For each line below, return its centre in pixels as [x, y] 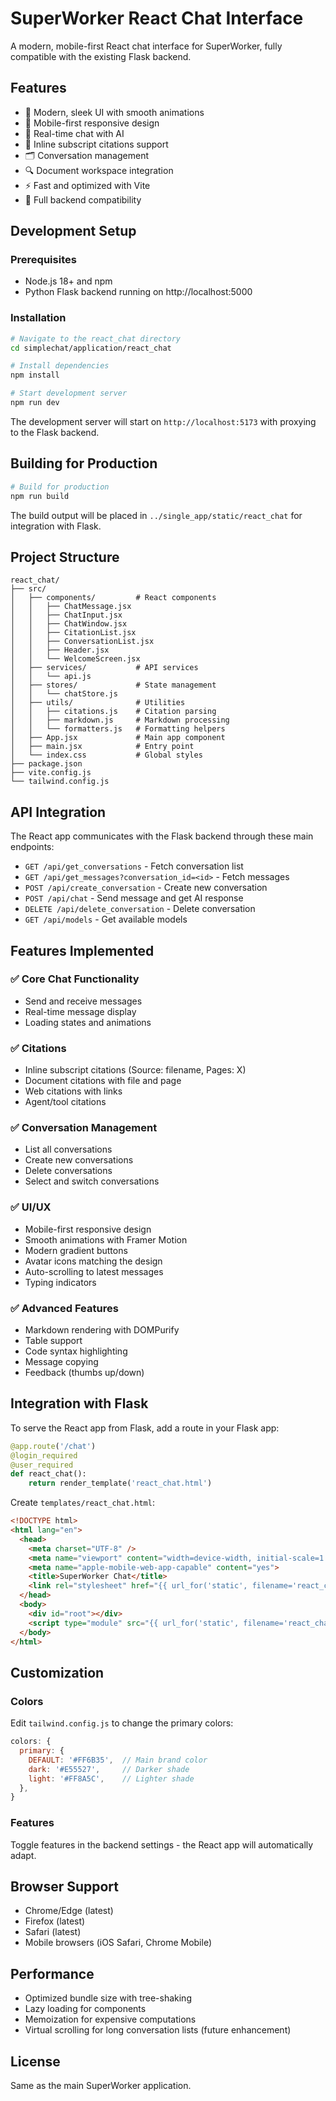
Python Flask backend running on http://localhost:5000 [138, 292]
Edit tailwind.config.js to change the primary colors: [122, 1723]
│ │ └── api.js [51, 677]
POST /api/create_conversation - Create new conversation [146, 888]
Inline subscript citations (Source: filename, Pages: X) [135, 1070]
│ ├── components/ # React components [113, 598]
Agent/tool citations [65, 1102]
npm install [35, 375]
